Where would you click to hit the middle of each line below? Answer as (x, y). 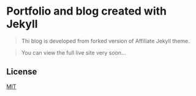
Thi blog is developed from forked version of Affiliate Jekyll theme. (105, 41)
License (22, 72)
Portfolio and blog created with (87, 11)
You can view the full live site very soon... (74, 52)
